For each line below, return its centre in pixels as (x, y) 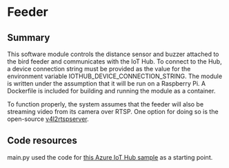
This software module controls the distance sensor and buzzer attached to (113, 54)
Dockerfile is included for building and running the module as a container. (111, 91)
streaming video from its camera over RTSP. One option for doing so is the (113, 112)
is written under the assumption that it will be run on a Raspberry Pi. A (106, 83)
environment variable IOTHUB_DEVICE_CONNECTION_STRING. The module (115, 76)
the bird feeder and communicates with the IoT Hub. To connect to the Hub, (114, 62)
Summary (29, 38)
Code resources (42, 141)
